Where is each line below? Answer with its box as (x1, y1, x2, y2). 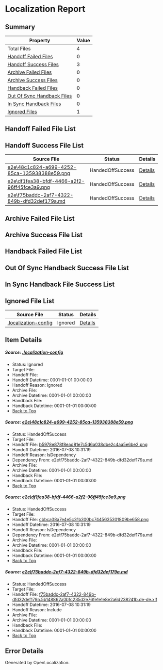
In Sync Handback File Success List (5, 280, 115, 289)
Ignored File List (5, 297, 55, 305)
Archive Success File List (5, 230, 83, 239)
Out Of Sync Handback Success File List (5, 263, 130, 272)
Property (29, 37, 50, 44)
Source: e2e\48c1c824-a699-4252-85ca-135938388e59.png (5, 419, 133, 425)
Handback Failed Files (7, 85, 58, 91)
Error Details (5, 647, 44, 655)
